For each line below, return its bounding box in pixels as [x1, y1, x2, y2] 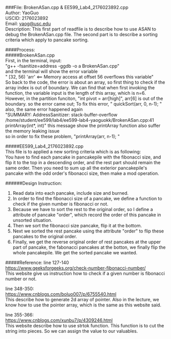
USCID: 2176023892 [5, 15, 48, 21]
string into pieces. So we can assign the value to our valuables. [5, 328, 138, 334]
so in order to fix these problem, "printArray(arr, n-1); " [5, 134, 120, 139]
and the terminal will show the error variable [5, 68, 98, 74]
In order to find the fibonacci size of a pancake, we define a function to [12, 196, 162, 201]
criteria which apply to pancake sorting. [5, 37, 89, 43]
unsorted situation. [12, 217, 53, 223]
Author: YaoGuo [5, 10, 39, 16]
